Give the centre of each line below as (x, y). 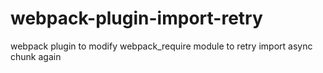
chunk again (36, 56)
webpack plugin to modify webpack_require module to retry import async (161, 46)
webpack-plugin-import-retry (136, 18)
